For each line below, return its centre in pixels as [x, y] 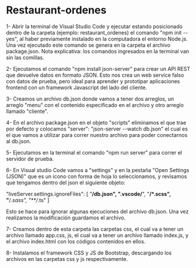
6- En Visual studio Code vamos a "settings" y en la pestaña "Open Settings [98, 170]
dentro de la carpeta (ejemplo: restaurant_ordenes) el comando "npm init [94, 32]
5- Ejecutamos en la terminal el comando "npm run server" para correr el [94, 152]
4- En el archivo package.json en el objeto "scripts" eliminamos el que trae [96, 122]
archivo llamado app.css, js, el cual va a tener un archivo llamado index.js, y [97, 235]
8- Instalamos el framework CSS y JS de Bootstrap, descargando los [89, 253]
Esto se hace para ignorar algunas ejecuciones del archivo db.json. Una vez [97, 211]
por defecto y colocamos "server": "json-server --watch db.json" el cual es [97, 129]
